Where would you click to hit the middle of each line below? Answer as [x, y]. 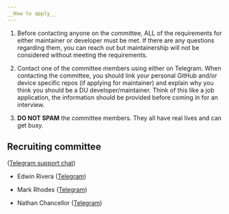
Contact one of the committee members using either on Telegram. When [119, 68]
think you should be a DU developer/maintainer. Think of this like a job [116, 90]
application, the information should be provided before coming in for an [118, 97]
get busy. [30, 125]
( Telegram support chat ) [41, 163]
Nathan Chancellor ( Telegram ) [59, 203]
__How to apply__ [32, 13]
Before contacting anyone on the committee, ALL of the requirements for [119, 33]
